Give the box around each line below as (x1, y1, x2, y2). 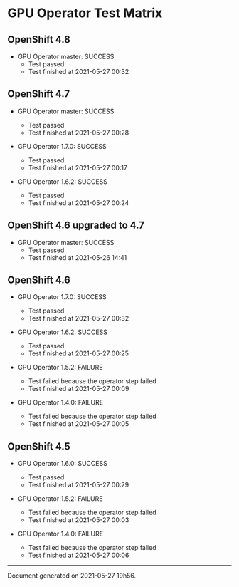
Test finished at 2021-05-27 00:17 (28, 163, 128, 172)
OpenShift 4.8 (7, 33, 71, 46)
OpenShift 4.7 (7, 88, 70, 100)
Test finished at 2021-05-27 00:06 (28, 551, 129, 560)
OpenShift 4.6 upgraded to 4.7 (7, 219, 144, 232)
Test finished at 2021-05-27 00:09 (28, 385, 129, 393)
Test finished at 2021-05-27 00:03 (28, 516, 129, 524)
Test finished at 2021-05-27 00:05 (28, 420, 129, 428)
